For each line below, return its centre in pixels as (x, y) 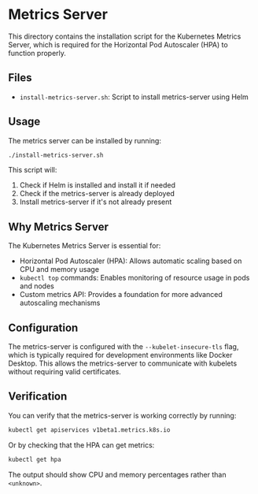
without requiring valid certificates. (65, 372)
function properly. (37, 53)
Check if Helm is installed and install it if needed (97, 185)
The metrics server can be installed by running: (85, 140)
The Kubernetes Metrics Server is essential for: (85, 246)
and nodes (37, 286)
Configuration (43, 327)
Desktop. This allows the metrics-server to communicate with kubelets (123, 363)
